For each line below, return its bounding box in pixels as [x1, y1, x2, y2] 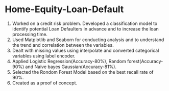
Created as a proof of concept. [12, 80, 78, 86]
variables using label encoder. [12, 52, 76, 59]
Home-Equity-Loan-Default [5, 4, 124, 15]
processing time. [12, 31, 48, 37]
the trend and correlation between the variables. [12, 42, 114, 48]
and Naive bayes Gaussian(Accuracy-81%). [25, 64, 117, 70]
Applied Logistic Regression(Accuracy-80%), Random [12, 58, 126, 64]
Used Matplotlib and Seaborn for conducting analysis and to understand [12, 37, 164, 43]
